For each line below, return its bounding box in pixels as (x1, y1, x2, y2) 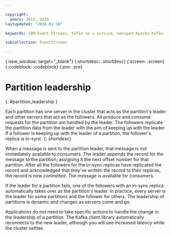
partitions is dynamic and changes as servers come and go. (5, 199, 131, 205)
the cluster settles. (5, 225, 44, 231)
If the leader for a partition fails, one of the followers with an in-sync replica (5, 182, 164, 189)
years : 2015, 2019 (10, 16, 50, 22)
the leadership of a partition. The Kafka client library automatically (5, 214, 144, 220)
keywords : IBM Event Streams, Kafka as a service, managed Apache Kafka (5, 31, 163, 36)
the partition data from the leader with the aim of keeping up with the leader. (5, 125, 166, 131)
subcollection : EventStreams (5, 40, 67, 45)
